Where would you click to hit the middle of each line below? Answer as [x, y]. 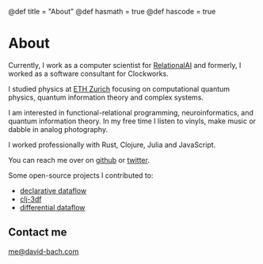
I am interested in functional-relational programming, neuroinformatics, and [131, 112]
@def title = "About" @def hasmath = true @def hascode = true [112, 11]
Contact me [38, 232]
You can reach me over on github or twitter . [79, 160]
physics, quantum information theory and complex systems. [106, 97]
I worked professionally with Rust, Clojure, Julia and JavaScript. [112, 145]
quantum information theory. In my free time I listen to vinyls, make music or [132, 121]
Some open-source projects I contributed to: [81, 175]
